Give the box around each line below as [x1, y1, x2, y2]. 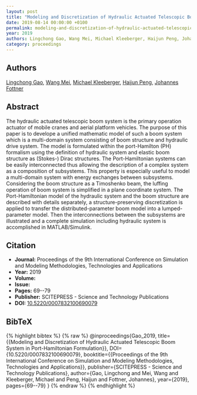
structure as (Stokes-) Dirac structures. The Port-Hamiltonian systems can [6, 155, 186, 162]
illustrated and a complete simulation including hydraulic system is [6, 217, 167, 224]
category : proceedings [6, 42, 62, 48]
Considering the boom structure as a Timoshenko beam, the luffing [6, 180, 168, 187]
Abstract [6, 102, 39, 112]
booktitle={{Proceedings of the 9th [83, 351, 168, 358]
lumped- [162, 205, 183, 212]
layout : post [6, 8, 38, 15]
